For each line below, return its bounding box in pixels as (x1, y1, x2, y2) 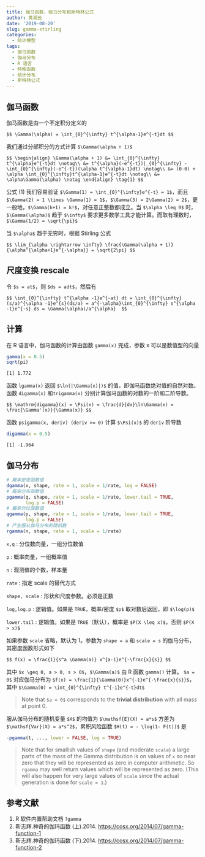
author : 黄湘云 (6, 15, 42, 21)
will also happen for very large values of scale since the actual (21, 772, 179, 779)
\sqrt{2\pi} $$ (97, 247, 136, 253)
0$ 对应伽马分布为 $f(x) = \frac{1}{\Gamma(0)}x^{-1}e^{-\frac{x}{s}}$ (6, 675, 190, 683)
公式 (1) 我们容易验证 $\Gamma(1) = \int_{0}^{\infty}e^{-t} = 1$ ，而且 (6, 188, 188, 195)
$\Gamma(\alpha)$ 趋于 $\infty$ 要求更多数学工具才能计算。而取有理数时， (6, 211, 195, 218)
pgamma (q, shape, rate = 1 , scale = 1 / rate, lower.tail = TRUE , (6, 494, 174, 500)
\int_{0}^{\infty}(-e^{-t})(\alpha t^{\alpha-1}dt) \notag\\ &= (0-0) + (6, 166, 196, 172)
